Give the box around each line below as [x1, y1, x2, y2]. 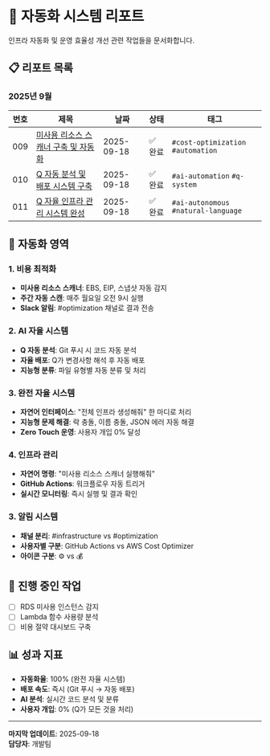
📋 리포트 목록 [8, 61, 74, 75]
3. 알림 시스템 [8, 511, 59, 522]
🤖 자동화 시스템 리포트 [8, 7, 145, 26]
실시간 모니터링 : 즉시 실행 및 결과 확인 [19, 489, 138, 499]
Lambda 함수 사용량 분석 [19, 612, 99, 622]
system [171, 180, 197, 189]
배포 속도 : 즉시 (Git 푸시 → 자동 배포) [19, 684, 135, 694]
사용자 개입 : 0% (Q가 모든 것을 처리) [19, 705, 134, 714]
